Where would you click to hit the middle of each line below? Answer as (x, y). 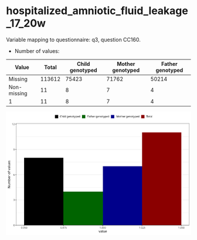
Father (169, 64)
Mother (126, 64)
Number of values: (37, 51)
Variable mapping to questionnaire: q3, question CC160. (73, 39)
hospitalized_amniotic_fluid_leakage (97, 11)
